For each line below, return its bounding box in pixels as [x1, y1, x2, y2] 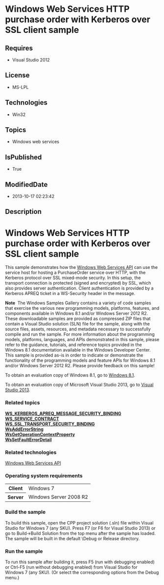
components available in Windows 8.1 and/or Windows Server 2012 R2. [5, 311, 148, 317]
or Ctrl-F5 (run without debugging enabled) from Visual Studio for [5, 564, 138, 570]
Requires [5, 44, 33, 52]
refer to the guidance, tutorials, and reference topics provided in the [5, 342, 142, 348]
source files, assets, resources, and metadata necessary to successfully [5, 326, 151, 332]
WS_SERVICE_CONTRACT [5, 415, 60, 421]
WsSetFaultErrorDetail [5, 437, 52, 442]
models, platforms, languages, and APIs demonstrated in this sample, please [5, 337, 160, 343]
